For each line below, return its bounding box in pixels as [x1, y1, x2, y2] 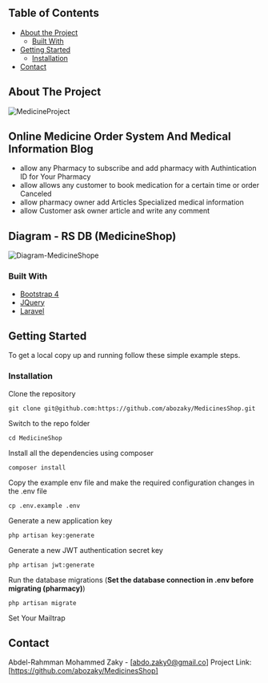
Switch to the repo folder [8, 418, 90, 428]
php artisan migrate [8, 599, 78, 607]
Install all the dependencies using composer [8, 448, 154, 457]
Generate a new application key [8, 515, 113, 525]
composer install [8, 463, 66, 472]
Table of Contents [8, 6, 100, 20]
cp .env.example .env [8, 502, 81, 510]
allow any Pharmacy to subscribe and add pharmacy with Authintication [19, 164, 257, 173]
